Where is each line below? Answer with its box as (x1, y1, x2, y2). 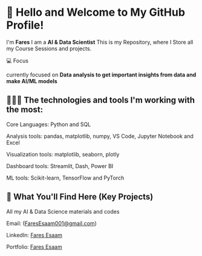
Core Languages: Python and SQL (6, 121, 91, 128)
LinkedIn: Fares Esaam (6, 231, 62, 238)
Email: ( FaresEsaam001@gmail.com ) (6, 220, 97, 227)
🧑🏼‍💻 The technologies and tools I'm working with (6, 95, 195, 106)
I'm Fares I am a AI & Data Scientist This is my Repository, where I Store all (6, 38, 194, 45)
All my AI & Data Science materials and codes (6, 207, 120, 215)
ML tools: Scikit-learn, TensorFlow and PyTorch (6, 174, 125, 181)
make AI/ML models (6, 77, 57, 84)
